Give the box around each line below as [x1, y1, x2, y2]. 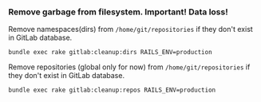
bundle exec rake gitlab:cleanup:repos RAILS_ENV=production [8, 86, 216, 94]
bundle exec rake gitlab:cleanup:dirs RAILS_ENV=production [8, 49, 213, 57]
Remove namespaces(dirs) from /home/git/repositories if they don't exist [8, 25, 253, 34]
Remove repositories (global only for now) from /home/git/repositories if [8, 62, 251, 72]
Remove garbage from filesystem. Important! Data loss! [8, 6, 229, 18]
